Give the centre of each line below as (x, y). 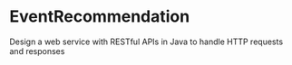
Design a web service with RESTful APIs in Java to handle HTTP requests (146, 42)
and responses (37, 51)
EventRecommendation (100, 17)
